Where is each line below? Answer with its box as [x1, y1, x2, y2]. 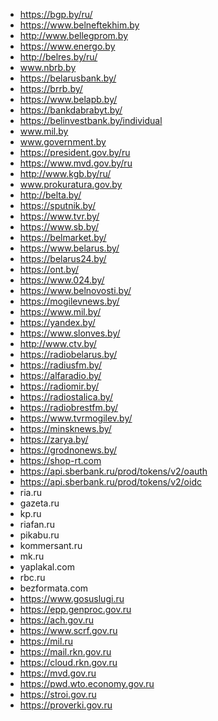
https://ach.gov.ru [19, 614, 95, 626]
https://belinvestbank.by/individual [19, 115, 163, 126]
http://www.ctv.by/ [19, 338, 97, 349]
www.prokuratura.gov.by [19, 179, 123, 190]
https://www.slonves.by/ [19, 327, 121, 339]
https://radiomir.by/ [19, 380, 100, 392]
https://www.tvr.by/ [19, 210, 100, 222]
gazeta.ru [19, 497, 60, 509]
